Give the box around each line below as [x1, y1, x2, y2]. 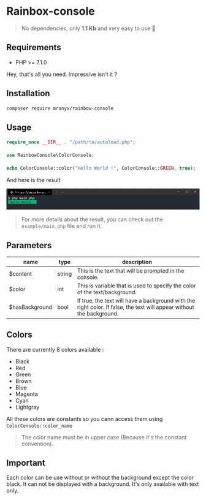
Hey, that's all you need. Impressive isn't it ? [6, 70, 118, 78]
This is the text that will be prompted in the [77, 267, 185, 274]
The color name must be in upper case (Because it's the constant [21, 433, 187, 441]
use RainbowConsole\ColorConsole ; [6, 152, 95, 158]
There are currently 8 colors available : [6, 346, 104, 353]
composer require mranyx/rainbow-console [6, 105, 114, 112]
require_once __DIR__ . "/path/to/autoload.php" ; [6, 139, 136, 145]
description [121, 258, 152, 265]
